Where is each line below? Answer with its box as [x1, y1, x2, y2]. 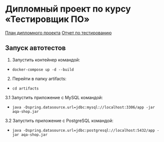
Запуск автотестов [5, 44, 66, 52]
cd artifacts [12, 86, 39, 91]
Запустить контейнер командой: [12, 57, 80, 63]
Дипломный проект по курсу [5, 3, 131, 15]
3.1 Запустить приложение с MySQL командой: [5, 94, 103, 100]
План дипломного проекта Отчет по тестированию [5, 30, 112, 35]
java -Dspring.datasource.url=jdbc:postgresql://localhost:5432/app [12, 128, 155, 133]
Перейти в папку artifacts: [12, 75, 67, 81]
